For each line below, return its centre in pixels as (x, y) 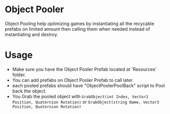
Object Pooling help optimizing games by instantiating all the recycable (80, 24)
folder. (19, 75)
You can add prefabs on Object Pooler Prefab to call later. (73, 80)
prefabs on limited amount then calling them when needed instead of (78, 29)
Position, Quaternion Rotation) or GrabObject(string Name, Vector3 (86, 102)
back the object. (29, 91)
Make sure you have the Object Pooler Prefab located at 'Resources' (84, 69)
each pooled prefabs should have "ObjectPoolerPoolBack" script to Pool (88, 85)
